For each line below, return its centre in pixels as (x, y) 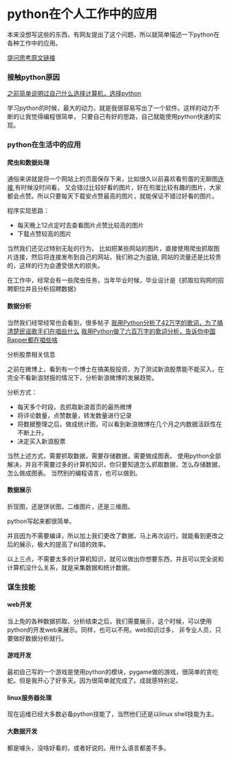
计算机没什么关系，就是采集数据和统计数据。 (70, 567)
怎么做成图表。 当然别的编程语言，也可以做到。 (74, 473)
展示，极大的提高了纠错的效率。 (64, 544)
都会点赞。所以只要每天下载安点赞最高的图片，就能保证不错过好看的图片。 (112, 196)
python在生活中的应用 (44, 145)
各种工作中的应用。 (34, 43)
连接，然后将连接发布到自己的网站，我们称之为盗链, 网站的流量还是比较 (114, 257)
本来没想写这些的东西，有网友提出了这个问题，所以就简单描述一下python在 (113, 34)
